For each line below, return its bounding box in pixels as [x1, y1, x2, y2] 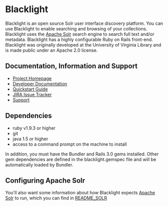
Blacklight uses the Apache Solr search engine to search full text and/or [5, 31, 155, 37]
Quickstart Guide [12, 86, 48, 92]
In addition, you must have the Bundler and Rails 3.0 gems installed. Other [5, 151, 159, 157]
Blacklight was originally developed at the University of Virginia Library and [5, 42, 161, 48]
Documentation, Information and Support [5, 62, 138, 70]
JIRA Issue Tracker [12, 91, 52, 97]
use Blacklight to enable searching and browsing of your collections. [5, 25, 148, 31]
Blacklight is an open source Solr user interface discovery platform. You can [5, 20, 163, 26]
